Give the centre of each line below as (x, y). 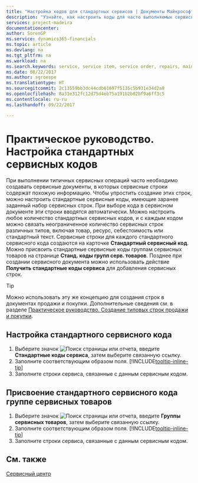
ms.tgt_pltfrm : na (29, 55)
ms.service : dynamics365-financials (51, 39)
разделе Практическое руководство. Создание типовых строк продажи (97, 310)
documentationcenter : (33, 28)
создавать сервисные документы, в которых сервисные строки (87, 187)
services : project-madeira (39, 22)
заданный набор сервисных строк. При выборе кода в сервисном (90, 206)
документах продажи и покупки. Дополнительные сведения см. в (90, 304)
